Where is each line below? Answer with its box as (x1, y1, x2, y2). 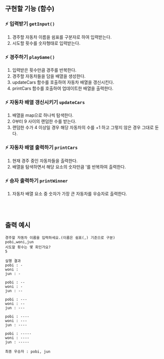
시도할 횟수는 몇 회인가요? (5, 245, 51, 250)
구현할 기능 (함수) (5, 4, 55, 13)
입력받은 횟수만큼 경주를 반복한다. (12, 67, 77, 73)
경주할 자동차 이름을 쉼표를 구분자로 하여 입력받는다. (12, 34, 112, 40)
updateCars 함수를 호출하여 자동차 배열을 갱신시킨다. (12, 79, 114, 85)
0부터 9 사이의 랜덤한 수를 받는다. (12, 119, 77, 125)
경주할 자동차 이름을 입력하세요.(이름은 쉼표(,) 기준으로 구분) (5, 235, 116, 240)
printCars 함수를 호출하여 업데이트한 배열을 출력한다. (12, 85, 114, 91)
